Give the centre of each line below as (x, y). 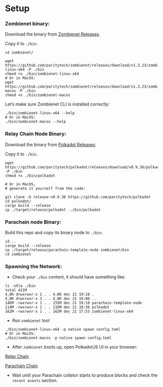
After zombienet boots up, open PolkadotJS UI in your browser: (74, 347)
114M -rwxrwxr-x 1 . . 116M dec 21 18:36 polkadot (57, 307)
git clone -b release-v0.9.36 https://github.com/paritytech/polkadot (78, 197)
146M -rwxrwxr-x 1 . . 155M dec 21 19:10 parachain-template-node (73, 303)
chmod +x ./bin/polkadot (30, 176)
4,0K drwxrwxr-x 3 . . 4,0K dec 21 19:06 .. (51, 299)
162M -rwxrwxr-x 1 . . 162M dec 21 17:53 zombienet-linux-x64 (69, 312)
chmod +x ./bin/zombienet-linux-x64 (42, 74)
